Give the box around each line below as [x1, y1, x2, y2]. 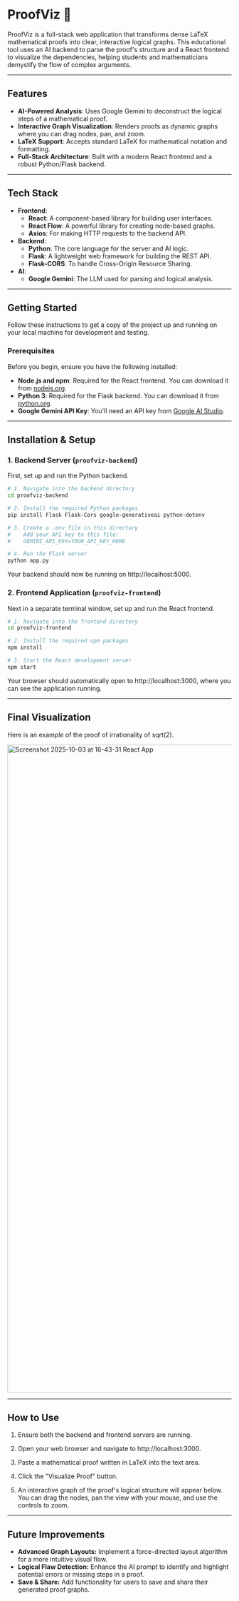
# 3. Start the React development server [7, 657, 132, 665]
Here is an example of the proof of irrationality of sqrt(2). [7, 730, 174, 739]
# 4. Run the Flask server [7, 550, 87, 557]
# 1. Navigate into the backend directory [7, 485, 135, 493]
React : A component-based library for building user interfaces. [28, 213, 213, 222]
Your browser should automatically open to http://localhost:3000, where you [7, 676, 231, 685]
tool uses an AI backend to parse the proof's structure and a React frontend [7, 45, 229, 54]
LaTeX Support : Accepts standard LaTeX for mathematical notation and [17, 137, 228, 146]
